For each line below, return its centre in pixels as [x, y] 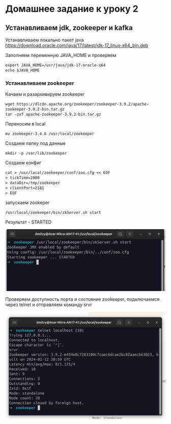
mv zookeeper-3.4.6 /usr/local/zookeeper [50, 134]
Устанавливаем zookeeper [40, 83]
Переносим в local [25, 124]
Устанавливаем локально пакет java [45, 40]
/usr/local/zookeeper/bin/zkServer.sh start [53, 213]
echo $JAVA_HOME [22, 70]
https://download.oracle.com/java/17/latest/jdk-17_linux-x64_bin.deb [77, 45]
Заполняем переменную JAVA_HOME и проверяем [61, 55]
